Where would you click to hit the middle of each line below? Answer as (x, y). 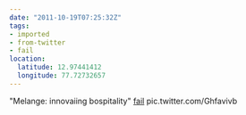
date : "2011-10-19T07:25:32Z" (66, 17)
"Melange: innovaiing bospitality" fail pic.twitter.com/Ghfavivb (123, 101)
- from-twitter (38, 42)
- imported (30, 34)
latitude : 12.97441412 (59, 68)
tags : (19, 26)
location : (28, 59)
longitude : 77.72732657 (61, 76)
